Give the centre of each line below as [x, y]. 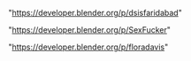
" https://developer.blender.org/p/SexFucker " [90, 30]
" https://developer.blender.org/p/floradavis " [88, 47]
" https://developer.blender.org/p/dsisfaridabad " [95, 13]
